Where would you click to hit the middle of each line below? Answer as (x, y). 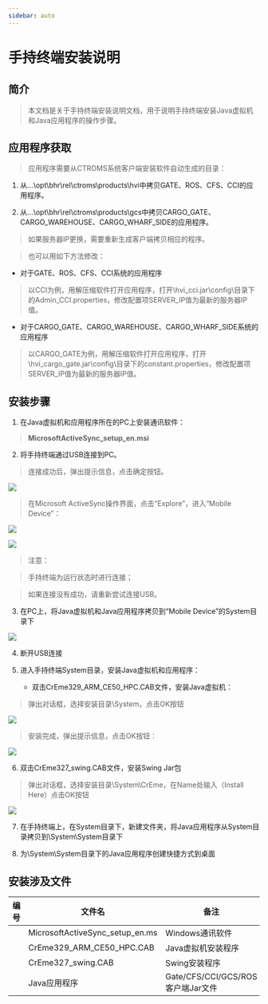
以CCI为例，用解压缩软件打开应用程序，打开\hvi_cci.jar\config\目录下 (141, 290)
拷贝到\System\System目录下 (75, 837)
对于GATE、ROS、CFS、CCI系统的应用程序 (91, 273)
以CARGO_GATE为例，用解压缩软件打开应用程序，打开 (117, 354)
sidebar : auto (32, 16)
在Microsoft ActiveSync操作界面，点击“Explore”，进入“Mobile (130, 504)
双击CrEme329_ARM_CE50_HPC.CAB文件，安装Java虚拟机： (132, 687)
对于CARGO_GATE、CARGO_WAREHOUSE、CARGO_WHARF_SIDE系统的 (139, 327)
